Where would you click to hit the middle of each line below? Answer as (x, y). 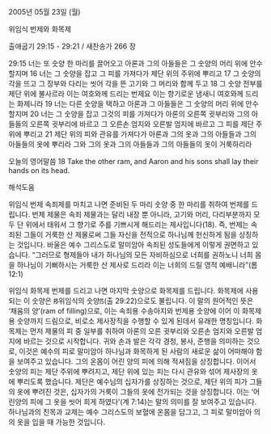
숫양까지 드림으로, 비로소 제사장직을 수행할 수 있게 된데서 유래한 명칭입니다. (135, 321)
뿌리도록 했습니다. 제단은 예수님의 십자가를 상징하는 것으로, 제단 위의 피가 (132, 381)
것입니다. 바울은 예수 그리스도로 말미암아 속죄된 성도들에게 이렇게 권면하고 (133, 244)
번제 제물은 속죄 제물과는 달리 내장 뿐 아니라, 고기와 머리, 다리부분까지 (142, 214)
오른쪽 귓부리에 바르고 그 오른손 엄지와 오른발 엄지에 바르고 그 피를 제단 (142, 124)
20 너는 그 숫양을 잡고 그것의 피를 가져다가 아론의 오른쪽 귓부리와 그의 (140, 114)
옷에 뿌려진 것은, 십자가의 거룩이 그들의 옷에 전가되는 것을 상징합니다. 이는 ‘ (135, 392)
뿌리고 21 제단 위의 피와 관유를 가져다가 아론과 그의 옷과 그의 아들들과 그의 (140, 134)
